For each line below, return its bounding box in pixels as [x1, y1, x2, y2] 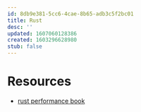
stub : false [7, 43, 42, 50]
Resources [7, 73, 72, 89]
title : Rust [7, 17, 42, 24]
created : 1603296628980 [7, 37, 78, 44]
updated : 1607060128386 [7, 30, 78, 37]
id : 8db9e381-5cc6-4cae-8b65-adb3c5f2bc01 [7, 10, 134, 18]
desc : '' [7, 23, 33, 30]
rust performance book [17, 97, 85, 105]
